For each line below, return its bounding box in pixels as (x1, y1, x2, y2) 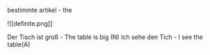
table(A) (7, 40, 31, 48)
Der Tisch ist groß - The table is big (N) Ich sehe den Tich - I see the (7, 33, 203, 41)
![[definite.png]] (7, 19, 53, 27)
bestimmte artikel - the (7, 6, 72, 14)
